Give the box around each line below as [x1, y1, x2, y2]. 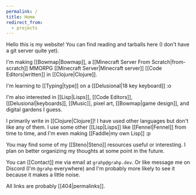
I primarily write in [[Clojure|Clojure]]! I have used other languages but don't [6, 118, 189, 125]
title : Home [6, 14, 35, 20]
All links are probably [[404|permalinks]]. [6, 183, 105, 190]
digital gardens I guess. [6, 106, 63, 113]
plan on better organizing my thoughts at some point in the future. [6, 148, 165, 155]
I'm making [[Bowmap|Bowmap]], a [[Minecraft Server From [6, 59, 150, 66]
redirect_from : [6, 19, 43, 25]
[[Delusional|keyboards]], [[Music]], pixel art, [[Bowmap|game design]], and [6, 100, 190, 107]
